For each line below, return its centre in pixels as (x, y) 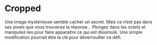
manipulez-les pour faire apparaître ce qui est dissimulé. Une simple (74, 32)
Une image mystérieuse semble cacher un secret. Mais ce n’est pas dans (78, 22)
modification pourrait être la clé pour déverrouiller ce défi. (63, 37)
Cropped (23, 8)
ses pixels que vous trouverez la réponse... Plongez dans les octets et (75, 27)
